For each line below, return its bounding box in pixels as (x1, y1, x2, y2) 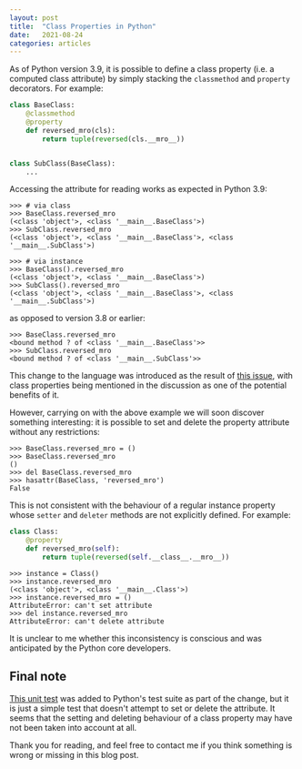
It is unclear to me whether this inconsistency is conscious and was (9, 632, 262, 643)
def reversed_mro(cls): (25, 126, 116, 135)
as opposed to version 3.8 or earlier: (9, 313, 146, 324)
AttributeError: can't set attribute (9, 601, 153, 610)
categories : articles (9, 38, 92, 48)
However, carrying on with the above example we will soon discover (9, 407, 265, 419)
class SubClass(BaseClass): (9, 158, 116, 168)
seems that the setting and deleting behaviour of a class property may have (9, 712, 293, 723)
